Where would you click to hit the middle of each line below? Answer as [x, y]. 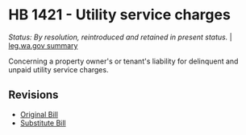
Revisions [33, 95]
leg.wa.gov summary [43, 45]
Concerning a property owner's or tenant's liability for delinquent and [123, 61]
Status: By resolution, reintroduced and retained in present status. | [120, 37]
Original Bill [39, 114]
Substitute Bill [43, 123]
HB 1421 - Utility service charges [120, 15]
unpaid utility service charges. [58, 69]
